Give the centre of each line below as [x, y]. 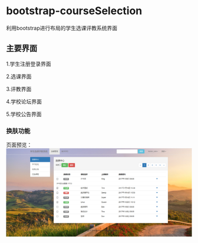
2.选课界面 [19, 76]
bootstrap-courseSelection [74, 11]
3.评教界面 [19, 89]
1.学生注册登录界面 [29, 64]
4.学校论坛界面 [24, 101]
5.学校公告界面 [24, 114]
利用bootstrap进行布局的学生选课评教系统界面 [62, 28]
